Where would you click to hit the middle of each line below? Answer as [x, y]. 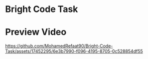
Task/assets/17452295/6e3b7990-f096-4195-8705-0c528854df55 [74, 51]
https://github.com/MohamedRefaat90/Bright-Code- [59, 46]
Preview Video [36, 32]
